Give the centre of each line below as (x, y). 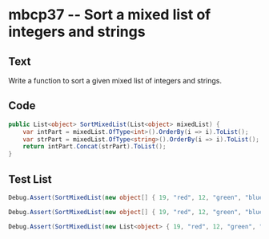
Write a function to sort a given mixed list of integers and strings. (115, 81)
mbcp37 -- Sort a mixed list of (110, 15)
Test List (30, 179)
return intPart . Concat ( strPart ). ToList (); (94, 147)
